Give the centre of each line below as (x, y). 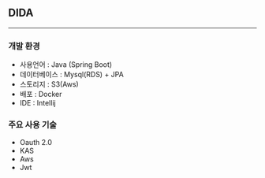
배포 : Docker (41, 95)
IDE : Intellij (38, 103)
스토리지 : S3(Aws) (49, 84)
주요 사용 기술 (33, 125)
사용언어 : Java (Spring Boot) (66, 65)
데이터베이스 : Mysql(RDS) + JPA (71, 75)
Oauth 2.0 (36, 143)
